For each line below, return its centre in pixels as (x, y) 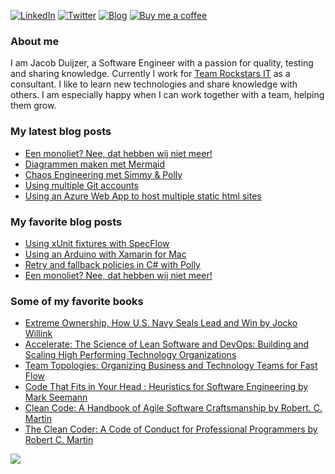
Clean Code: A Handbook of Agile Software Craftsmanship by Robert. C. (173, 408)
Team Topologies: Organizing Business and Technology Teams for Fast (171, 366)
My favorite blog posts (66, 222)
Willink (38, 334)
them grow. (33, 106)
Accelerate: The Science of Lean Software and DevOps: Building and (167, 344)
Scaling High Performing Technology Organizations (130, 355)
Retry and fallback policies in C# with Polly (112, 264)
